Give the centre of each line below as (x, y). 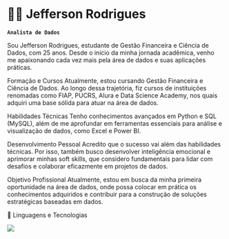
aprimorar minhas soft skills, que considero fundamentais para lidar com (110, 159)
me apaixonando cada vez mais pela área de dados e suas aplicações (107, 60)
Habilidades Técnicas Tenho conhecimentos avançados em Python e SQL (112, 116)
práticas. (20, 67)
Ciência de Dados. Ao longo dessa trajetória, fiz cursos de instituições (107, 88)
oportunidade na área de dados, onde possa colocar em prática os (102, 187)
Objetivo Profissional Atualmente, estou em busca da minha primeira (104, 180)
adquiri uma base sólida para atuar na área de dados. (83, 102)
